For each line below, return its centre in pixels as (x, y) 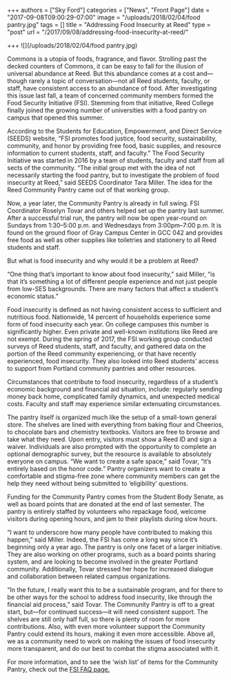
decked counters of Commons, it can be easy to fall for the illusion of (105, 66)
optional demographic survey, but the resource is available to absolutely (110, 454)
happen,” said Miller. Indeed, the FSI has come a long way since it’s (102, 540)
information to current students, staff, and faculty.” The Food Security (106, 153)
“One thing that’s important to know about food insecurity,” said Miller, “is (111, 274)
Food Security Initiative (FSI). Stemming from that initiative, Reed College (110, 103)
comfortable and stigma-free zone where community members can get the (113, 476)
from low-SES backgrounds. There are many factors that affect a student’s (113, 289)
